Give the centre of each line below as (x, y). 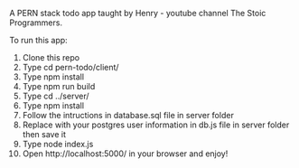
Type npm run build (59, 86)
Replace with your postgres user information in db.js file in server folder (156, 125)
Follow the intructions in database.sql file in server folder (128, 115)
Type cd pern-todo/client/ (70, 67)
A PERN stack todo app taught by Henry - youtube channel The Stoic (138, 13)
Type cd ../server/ (56, 96)
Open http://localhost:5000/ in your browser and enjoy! (125, 154)
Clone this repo (51, 57)
